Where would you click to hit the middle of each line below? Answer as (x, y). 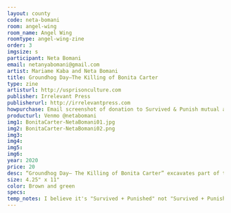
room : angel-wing (32, 26)
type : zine (23, 84)
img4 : (15, 142)
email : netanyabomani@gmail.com (53, 65)
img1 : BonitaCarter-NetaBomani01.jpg (61, 122)
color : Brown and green (41, 186)
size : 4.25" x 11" (33, 179)
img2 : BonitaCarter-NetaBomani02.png (61, 128)
